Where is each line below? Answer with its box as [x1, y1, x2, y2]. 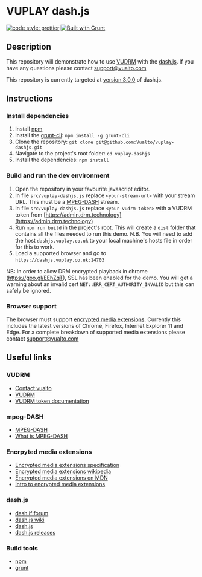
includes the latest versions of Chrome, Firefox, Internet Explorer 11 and [6, 322, 184, 330]
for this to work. [14, 243, 55, 250]
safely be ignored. [6, 287, 51, 294]
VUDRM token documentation [14, 397, 89, 405]
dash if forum [14, 509, 49, 517]
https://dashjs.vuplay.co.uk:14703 [14, 257, 105, 263]
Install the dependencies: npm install [14, 156, 109, 164]
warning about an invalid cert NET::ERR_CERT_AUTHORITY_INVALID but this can [6, 280, 195, 288]
